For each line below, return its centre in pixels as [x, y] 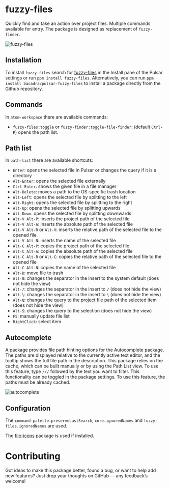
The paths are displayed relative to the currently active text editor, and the [83, 355]
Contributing [33, 456]
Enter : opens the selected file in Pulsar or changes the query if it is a [84, 170]
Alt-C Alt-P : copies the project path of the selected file [71, 246]
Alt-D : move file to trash [38, 273]
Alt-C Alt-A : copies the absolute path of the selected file [73, 251]
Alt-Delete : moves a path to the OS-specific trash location [74, 192]
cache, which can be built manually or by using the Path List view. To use [82, 366]
